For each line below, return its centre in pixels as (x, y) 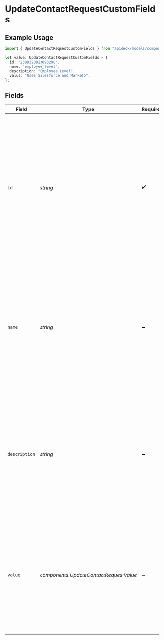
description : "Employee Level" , (42, 71)
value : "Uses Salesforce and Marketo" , (50, 76)
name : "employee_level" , (35, 66)
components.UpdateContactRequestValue (88, 575)
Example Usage (29, 37)
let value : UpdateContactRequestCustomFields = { (57, 57)
